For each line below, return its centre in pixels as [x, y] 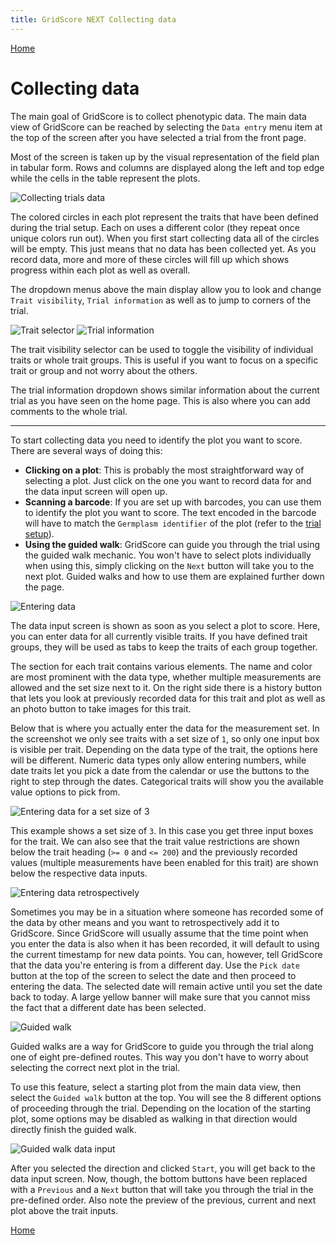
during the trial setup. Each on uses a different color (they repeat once [155, 227]
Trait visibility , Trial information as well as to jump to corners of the [161, 300]
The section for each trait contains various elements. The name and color [161, 666]
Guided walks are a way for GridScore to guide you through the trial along [162, 1046]
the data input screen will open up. [96, 491]
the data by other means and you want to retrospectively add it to [145, 922]
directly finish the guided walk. [73, 1129]
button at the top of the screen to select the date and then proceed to [153, 975]
